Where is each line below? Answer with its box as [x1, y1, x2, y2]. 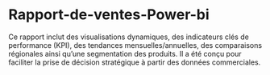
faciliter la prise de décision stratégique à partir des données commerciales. [8, 57, 261, 67]
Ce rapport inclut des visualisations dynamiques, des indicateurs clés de [8, 32, 250, 41]
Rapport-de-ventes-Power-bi [8, 6, 210, 24]
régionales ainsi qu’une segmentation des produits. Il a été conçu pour [8, 49, 242, 58]
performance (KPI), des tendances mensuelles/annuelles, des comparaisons [8, 40, 263, 49]
